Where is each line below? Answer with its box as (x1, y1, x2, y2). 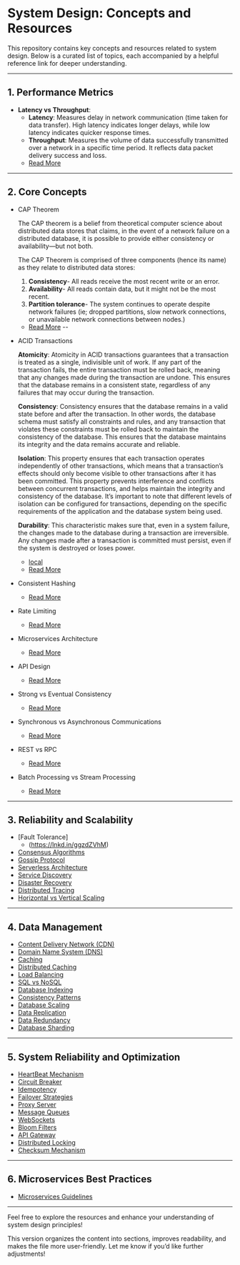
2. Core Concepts (7, 186, 87, 198)
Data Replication (17, 1008, 66, 1017)
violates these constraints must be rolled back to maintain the (17, 425, 199, 433)
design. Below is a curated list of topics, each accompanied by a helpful (7, 51, 219, 60)
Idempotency (17, 1085, 57, 1093)
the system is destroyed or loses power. (17, 543, 136, 552)
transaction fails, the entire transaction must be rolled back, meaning (17, 365, 221, 374)
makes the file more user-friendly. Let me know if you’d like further (7, 1241, 204, 1250)
